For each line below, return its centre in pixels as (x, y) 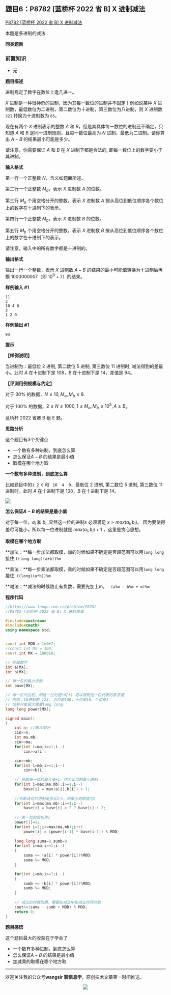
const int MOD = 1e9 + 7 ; (31, 644)
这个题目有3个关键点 (27, 440)
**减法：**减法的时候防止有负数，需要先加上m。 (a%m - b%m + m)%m (78, 586)
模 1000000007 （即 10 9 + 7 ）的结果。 (45, 276)
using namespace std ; (28, 630)
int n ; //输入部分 (32, 728)
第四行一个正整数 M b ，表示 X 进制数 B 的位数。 (55, 219)
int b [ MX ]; (17, 672)
